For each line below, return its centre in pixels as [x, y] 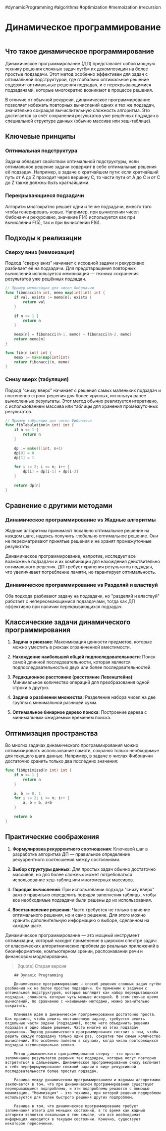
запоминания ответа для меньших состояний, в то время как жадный [75, 1110]
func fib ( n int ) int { [28, 353]
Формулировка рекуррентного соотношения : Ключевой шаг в [80, 849]
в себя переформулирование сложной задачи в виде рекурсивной [71, 1067]
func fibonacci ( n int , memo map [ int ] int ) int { [55, 293]
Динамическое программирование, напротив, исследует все [71, 556]
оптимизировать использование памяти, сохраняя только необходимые [82, 751]
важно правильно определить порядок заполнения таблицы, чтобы [84, 895]
